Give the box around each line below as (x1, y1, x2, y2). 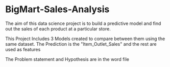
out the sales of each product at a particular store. (5, 25, 111, 31)
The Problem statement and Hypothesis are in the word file (5, 56, 129, 62)
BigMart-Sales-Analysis (5, 4, 110, 15)
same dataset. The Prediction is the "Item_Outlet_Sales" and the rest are (5, 41, 157, 47)
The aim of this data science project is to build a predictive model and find (5, 20, 161, 26)
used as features (5, 46, 41, 52)
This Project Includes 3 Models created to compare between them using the (5, 36, 165, 42)
